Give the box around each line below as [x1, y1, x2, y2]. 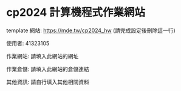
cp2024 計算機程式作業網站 [6, 5, 146, 19]
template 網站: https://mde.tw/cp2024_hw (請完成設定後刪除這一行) [6, 27, 176, 34]
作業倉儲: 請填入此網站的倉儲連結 [6, 65, 89, 73]
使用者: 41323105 [6, 39, 50, 47]
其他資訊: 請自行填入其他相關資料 [6, 78, 89, 86]
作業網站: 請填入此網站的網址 [6, 52, 79, 59]
